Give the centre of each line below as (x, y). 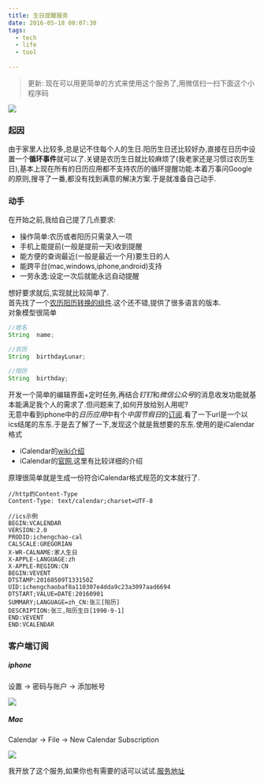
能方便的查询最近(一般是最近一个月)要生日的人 (95, 256)
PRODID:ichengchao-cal (45, 537)
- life (26, 45)
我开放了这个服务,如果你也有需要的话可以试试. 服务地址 (97, 770)
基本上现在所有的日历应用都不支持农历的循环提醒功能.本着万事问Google (136, 169)
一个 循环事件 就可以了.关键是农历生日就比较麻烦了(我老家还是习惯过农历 (131, 159)
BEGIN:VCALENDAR (35, 523)
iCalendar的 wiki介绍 (52, 451)
